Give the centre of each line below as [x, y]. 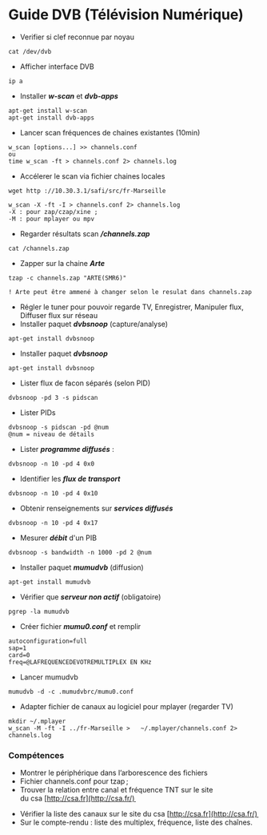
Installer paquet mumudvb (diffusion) [82, 567]
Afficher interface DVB [57, 67]
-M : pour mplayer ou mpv [51, 219]
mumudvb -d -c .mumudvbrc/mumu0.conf [71, 692]
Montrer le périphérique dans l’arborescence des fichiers [114, 773]
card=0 [19, 655]
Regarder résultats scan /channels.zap [85, 233]
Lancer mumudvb [49, 677]
